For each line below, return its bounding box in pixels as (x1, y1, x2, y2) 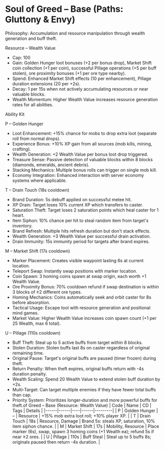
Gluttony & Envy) (5, 14, 75, 25)
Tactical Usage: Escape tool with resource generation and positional (12, 305, 151, 311)
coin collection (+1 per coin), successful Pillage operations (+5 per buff (12, 65, 157, 71)
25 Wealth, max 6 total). (12, 320, 61, 326)
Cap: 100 (12, 54, 31, 60)
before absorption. (12, 299, 50, 305)
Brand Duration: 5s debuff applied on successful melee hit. (12, 196, 132, 203)
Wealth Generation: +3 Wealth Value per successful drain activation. (12, 233, 151, 239)
